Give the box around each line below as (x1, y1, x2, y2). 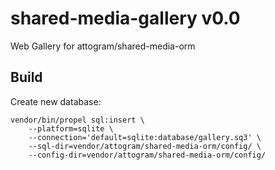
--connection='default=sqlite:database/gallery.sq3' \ (28, 132, 262, 142)
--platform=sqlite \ (28, 123, 114, 134)
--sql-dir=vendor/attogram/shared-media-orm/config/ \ (28, 141, 262, 151)
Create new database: (10, 95, 102, 107)
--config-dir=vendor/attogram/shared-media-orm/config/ (28, 150, 267, 160)
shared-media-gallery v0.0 (10, 7, 241, 30)
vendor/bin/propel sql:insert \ (10, 115, 145, 125)
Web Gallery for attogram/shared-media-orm (10, 40, 196, 52)
